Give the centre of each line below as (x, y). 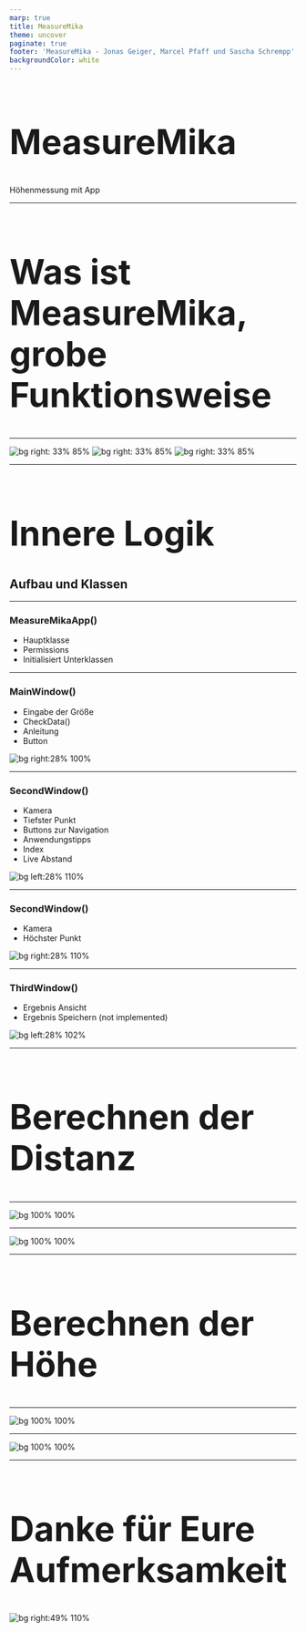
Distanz (73, 1158)
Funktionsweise (141, 395)
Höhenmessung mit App (55, 190)
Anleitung (41, 731)
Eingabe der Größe (58, 711)
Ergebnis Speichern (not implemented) (95, 1017)
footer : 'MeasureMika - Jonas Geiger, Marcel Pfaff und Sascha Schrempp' (153, 52)
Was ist (71, 272)
